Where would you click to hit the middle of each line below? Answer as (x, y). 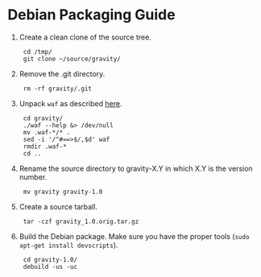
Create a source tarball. (58, 206)
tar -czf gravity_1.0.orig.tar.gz (81, 221)
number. (33, 177)
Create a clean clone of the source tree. (85, 37)
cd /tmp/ (38, 52)
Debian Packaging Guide (91, 15)
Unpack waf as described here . (70, 103)
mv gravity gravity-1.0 (63, 192)
